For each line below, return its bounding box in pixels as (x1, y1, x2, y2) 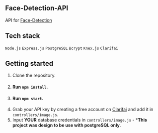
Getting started (5, 59, 54, 68)
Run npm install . (12, 84, 48, 90)
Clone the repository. (12, 72, 56, 79)
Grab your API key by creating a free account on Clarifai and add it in (12, 107, 154, 113)
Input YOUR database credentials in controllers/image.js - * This (12, 117, 148, 123)
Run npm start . (12, 95, 44, 101)
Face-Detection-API (5, 4, 69, 12)
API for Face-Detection (5, 17, 52, 23)
